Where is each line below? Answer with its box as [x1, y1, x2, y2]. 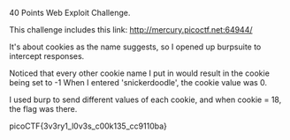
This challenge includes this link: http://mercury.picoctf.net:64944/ [9, 25, 253, 34]
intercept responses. [9, 51, 85, 61]
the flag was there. [9, 104, 78, 114]
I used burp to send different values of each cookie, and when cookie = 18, [9, 94, 282, 105]
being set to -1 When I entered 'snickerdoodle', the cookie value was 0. [9, 77, 268, 87]
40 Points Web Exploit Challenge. [9, 8, 131, 18]
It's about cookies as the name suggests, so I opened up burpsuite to [9, 41, 262, 52]
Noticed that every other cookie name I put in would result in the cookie [9, 68, 270, 78]
